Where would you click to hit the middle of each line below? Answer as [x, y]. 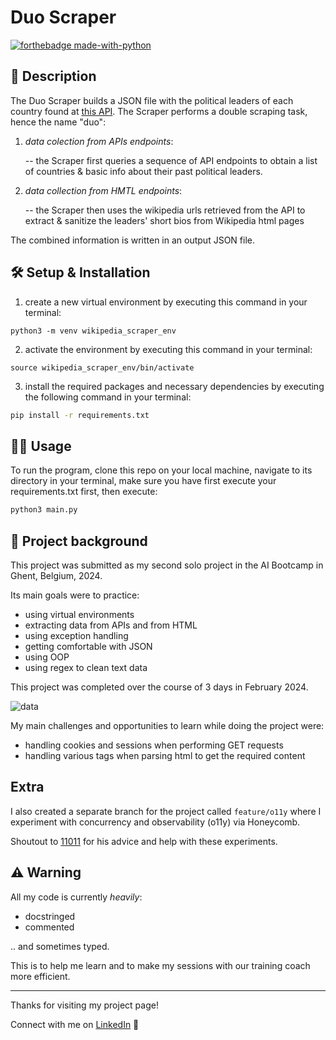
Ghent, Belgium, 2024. [56, 575]
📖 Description [53, 76]
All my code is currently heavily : [76, 897]
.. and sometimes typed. [60, 946]
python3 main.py [44, 510]
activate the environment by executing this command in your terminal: [168, 349]
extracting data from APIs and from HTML [111, 625]
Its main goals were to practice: [75, 595]
